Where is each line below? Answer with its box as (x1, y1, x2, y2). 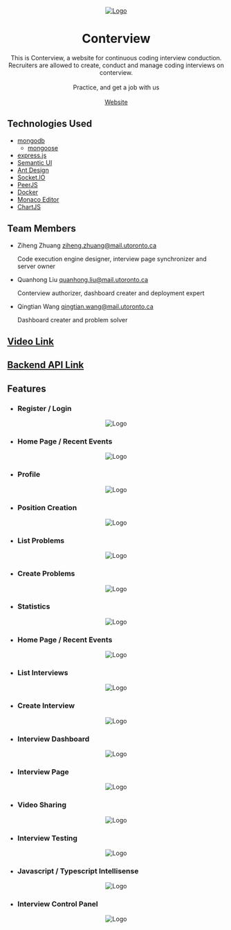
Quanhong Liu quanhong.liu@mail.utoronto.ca (17, 275, 149, 283)
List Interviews (17, 668, 68, 678)
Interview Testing (17, 833, 78, 843)
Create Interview (17, 701, 75, 710)
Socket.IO (17, 173, 46, 182)
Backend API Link (7, 359, 84, 371)
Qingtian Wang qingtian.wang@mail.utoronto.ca (17, 302, 154, 310)
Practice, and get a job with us (73, 83, 160, 91)
